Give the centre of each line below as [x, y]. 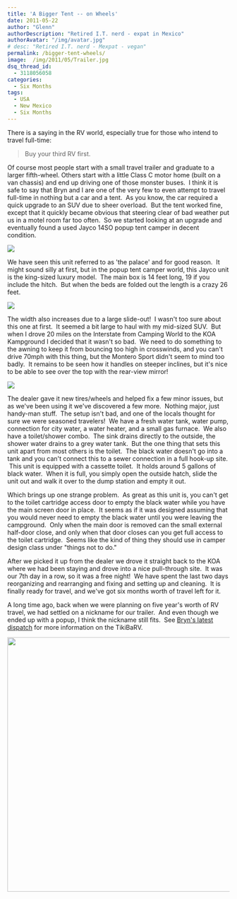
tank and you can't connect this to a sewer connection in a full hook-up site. [117, 458]
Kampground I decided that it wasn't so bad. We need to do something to [115, 341]
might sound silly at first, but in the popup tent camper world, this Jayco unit [118, 269]
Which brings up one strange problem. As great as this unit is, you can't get [118, 495]
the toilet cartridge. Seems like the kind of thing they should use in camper [116, 540]
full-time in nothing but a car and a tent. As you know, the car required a [113, 197]
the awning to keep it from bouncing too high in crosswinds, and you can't [115, 349]
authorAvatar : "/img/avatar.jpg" [56, 40]
